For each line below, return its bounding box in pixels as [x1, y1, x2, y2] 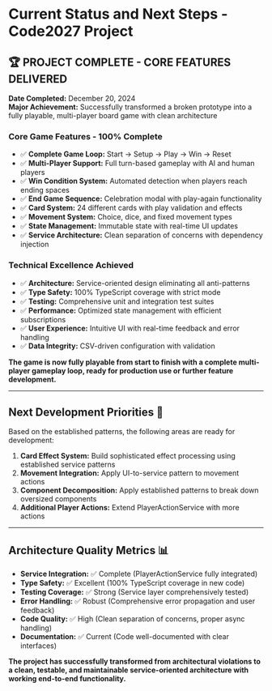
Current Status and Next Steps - [8, 5, 228, 23]
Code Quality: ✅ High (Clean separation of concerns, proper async [19, 614, 245, 624]
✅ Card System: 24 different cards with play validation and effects [19, 203, 243, 213]
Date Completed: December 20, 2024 [8, 94, 136, 103]
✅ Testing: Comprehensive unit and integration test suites [19, 296, 215, 306]
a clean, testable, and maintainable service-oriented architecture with [8, 665, 249, 675]
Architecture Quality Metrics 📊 [8, 544, 169, 557]
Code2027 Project [8, 22, 134, 41]
